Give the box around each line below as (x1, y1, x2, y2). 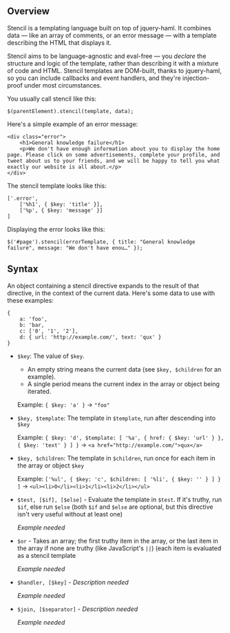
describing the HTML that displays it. (7, 38, 112, 47)
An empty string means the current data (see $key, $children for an (27, 365, 222, 373)
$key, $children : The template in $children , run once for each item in (17, 454, 216, 462)
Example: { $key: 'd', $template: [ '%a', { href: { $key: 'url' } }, (17, 433, 224, 441)
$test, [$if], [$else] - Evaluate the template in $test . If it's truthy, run (17, 495, 222, 503)
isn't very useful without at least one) (17, 510, 123, 518)
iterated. (27, 387, 52, 395)
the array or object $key (17, 461, 85, 470)
